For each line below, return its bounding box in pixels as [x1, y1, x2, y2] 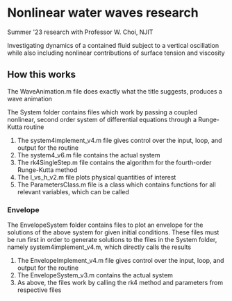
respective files [17, 286, 62, 294]
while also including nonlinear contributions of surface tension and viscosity [7, 49, 225, 57]
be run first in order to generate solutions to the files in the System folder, [7, 236, 217, 244]
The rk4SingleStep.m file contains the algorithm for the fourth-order [17, 158, 212, 166]
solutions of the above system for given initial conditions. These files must [7, 228, 219, 237]
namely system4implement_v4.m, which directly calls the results [7, 243, 192, 251]
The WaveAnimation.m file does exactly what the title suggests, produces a [7, 87, 222, 95]
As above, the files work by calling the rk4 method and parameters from [17, 279, 224, 287]
